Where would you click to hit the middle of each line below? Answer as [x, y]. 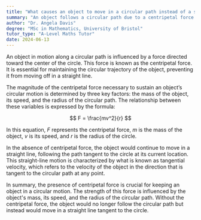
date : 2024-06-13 [28, 40]
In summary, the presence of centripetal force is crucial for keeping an [93, 185]
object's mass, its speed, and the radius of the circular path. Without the [95, 198]
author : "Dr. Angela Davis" [41, 23]
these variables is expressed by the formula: [61, 106]
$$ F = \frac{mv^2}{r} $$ [100, 118]
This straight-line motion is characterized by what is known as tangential [96, 160]
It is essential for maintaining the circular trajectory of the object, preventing [100, 69]
